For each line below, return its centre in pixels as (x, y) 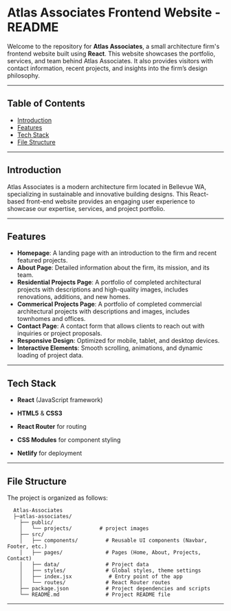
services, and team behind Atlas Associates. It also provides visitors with (110, 60)
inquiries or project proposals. (59, 333)
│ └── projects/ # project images (84, 529)
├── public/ (36, 522)
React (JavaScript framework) (60, 400)
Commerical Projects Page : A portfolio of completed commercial (109, 304)
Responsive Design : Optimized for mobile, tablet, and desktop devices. (118, 341)
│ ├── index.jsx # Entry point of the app (101, 577)
